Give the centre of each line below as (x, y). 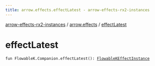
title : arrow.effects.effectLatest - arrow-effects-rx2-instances (77, 10)
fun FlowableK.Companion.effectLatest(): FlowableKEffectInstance (77, 58)
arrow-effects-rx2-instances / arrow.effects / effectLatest (66, 24)
